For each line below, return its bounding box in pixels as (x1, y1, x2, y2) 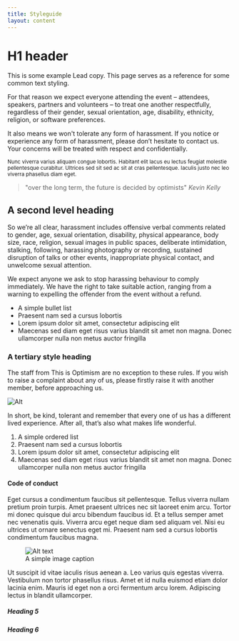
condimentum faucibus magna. (7, 533, 98, 541)
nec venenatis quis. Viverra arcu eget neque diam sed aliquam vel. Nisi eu (7, 518, 225, 526)
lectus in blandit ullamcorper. (7, 590, 93, 600)
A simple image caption (25, 554, 95, 562)
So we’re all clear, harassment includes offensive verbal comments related (7, 223, 226, 232)
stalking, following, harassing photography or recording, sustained (7, 246, 203, 254)
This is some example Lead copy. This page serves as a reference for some (7, 71, 230, 80)
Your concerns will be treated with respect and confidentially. (7, 144, 188, 153)
